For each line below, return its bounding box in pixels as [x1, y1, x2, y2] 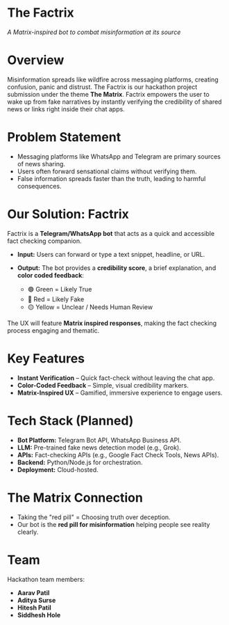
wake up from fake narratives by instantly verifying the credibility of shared [7, 97, 222, 106]
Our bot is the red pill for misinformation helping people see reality [17, 520, 210, 528]
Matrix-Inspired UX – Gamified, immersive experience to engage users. [17, 388, 223, 397]
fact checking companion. [7, 237, 82, 245]
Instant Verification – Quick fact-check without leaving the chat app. [17, 374, 215, 382]
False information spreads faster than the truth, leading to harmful [17, 174, 206, 182]
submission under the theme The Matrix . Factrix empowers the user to [7, 90, 210, 98]
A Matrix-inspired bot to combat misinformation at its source [7, 28, 181, 36]
